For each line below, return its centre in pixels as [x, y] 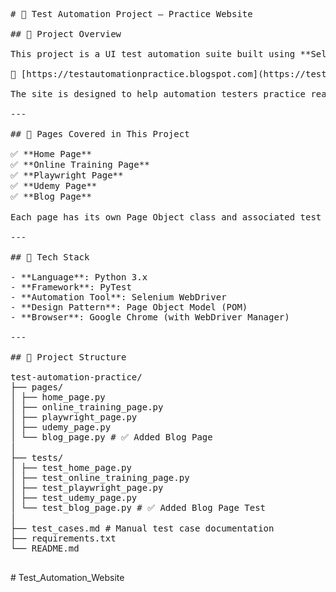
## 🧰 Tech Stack [50, 257]
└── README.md [45, 548]
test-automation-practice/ [76, 377]
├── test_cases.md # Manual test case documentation [142, 528]
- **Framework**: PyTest [71, 287]
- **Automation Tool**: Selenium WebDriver [118, 297]
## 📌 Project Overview [66, 34]
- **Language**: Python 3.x [79, 277]
